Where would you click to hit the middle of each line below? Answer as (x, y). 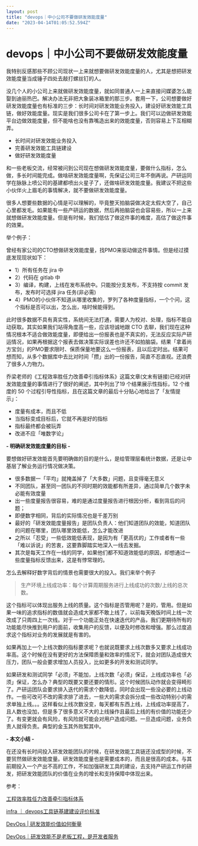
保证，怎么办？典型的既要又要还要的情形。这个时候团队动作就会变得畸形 (104, 682)
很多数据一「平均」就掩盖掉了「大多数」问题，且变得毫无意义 (90, 479)
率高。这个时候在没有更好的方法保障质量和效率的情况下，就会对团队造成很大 (99, 655)
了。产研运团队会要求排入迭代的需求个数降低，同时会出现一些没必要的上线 (96, 689)
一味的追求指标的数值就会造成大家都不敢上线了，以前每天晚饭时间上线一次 (101, 612)
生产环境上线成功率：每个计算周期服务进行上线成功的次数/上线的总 (101, 585)
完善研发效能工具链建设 (43, 148)
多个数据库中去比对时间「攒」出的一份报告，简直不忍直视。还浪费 (112, 357)
